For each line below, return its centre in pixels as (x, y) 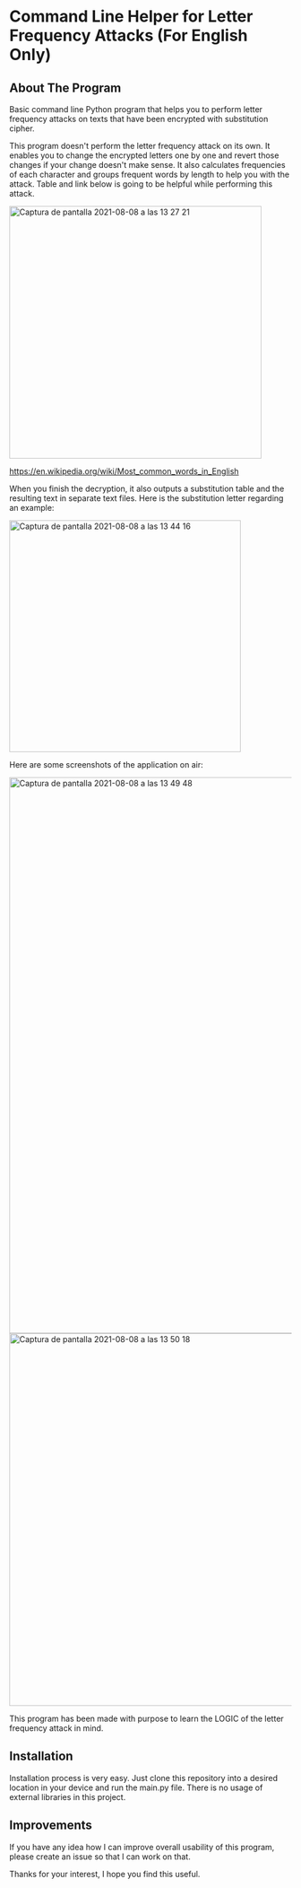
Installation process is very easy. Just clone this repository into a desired (144, 1778)
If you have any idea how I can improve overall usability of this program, (142, 1847)
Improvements (51, 1826)
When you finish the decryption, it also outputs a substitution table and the (147, 488)
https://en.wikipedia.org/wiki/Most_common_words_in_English (124, 471)
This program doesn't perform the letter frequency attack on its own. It (140, 146)
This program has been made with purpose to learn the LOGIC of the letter (146, 1718)
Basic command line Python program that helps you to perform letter (136, 109)
